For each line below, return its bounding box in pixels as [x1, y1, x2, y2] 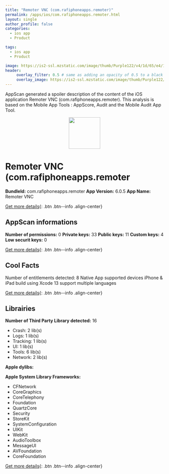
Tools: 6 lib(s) [12, 349, 41, 355]
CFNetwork [12, 384, 37, 390]
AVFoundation [12, 448, 42, 454]
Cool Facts [5, 261, 39, 270]
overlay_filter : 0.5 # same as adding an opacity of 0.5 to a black [16, 73, 163, 78]
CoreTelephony [12, 394, 44, 400]
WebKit [12, 432, 28, 438]
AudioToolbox [12, 437, 41, 443]
